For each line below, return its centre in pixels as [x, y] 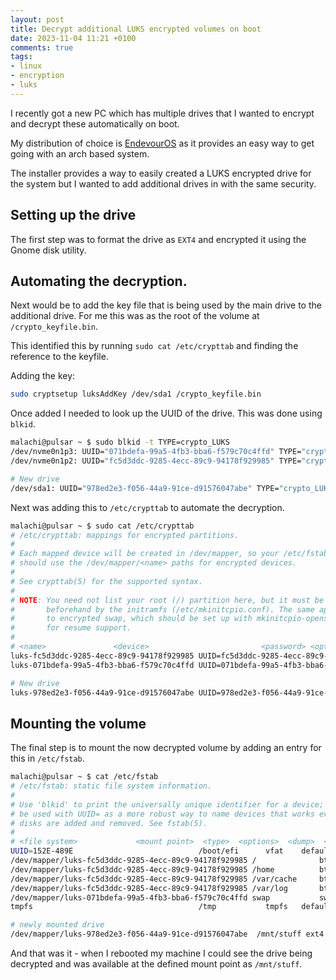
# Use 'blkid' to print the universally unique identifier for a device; [167, 804]
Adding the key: [43, 376]
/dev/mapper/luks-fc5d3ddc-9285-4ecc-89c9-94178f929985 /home [142, 869]
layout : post [37, 19]
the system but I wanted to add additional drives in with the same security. [163, 183]
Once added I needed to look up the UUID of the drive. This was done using [166, 413]
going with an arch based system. [80, 153]
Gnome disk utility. [48, 250]
